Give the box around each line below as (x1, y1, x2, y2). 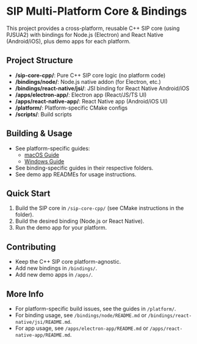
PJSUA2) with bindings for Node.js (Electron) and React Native (6, 31, 163, 38)
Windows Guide (24, 157, 65, 165)
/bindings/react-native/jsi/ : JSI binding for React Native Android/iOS (15, 84, 190, 92)
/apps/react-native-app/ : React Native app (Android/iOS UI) (15, 97, 168, 105)
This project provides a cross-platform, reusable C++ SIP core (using (6, 24, 180, 32)
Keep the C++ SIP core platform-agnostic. (15, 258, 121, 266)
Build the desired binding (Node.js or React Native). (15, 217, 145, 225)
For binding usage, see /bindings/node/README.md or (15, 312, 147, 319)
